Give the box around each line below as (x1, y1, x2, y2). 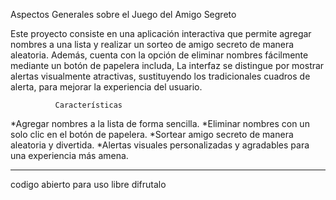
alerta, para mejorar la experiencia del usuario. (10, 81, 203, 93)
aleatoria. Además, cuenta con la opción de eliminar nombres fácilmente (10, 49, 309, 61)
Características (54, 100, 123, 110)
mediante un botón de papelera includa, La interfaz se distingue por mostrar (10, 60, 325, 71)
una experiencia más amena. (10, 150, 129, 161)
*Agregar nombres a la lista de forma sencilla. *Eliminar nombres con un (10, 118, 310, 129)
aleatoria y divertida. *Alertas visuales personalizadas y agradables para (10, 139, 310, 151)
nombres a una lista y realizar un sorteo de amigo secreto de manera (10, 39, 295, 50)
